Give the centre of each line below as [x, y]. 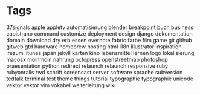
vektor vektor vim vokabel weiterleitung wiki [61, 85]
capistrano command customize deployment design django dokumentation [100, 33]
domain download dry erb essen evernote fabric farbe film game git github [99, 40]
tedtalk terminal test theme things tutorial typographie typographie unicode [100, 79]
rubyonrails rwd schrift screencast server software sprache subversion [95, 72]
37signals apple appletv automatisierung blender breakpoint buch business [100, 27]
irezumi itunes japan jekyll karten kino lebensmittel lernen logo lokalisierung [100, 53]
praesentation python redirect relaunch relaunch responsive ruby [87, 66]
